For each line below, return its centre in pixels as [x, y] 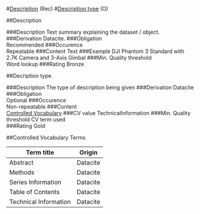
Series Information [35, 182]
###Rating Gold [26, 126]
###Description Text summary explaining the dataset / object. [83, 32]
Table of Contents [35, 192]
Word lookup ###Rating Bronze [45, 64]
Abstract [21, 162]
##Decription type [29, 76]
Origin [88, 152]
